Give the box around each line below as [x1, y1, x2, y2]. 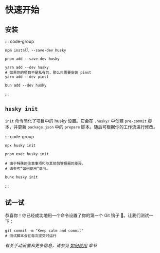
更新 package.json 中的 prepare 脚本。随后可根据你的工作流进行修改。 [18, 124, 158, 129]
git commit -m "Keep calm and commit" [5, 228, 84, 233]
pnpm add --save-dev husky [5, 56, 60, 61]
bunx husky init [5, 175, 38, 180]
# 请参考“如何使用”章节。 [5, 166, 50, 171]
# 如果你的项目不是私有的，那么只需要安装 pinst [5, 70, 91, 75]
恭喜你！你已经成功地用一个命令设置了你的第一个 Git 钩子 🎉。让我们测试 [5, 212, 149, 218]
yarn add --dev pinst [5, 74, 49, 79]
